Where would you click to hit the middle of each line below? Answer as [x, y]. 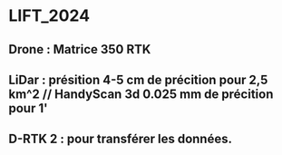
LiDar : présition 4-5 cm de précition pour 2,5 [138, 79]
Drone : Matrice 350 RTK [80, 49]
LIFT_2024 [49, 16]
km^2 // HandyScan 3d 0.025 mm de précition [141, 94]
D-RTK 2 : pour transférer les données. [121, 139]
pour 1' [28, 108]
